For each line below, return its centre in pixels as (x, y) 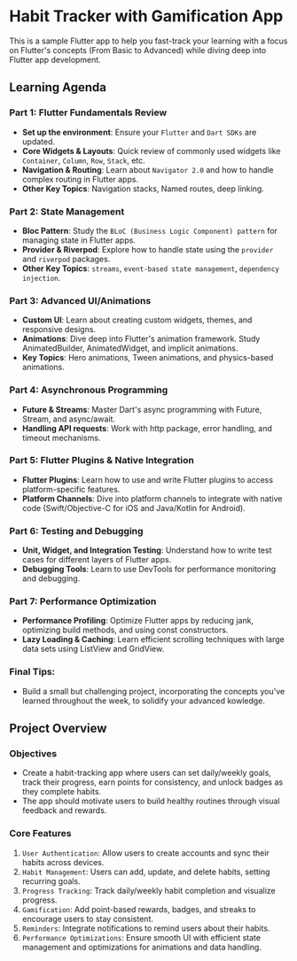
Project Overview (58, 728)
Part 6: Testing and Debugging (76, 531)
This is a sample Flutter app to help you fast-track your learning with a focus (148, 41)
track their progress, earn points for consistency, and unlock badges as (152, 782)
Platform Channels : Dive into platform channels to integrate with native (152, 499)
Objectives (33, 754)
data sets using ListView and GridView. (93, 649)
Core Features (40, 833)
